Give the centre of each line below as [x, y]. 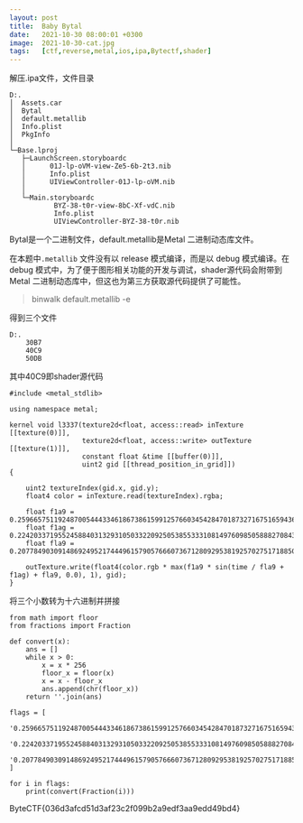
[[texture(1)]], [40, 449]
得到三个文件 [33, 318]
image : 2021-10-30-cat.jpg [62, 43]
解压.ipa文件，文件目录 [52, 79]
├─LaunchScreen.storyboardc [74, 159]
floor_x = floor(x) [78, 673]
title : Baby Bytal [46, 26]
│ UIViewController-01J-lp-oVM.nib [98, 182]
